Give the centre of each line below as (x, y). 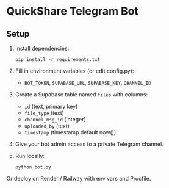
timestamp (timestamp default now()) (70, 132)
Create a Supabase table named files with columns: (81, 95)
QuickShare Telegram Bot (73, 11)
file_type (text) (44, 113)
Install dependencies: (42, 48)
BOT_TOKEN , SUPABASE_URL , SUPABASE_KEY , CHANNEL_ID (88, 83)
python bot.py (33, 167)
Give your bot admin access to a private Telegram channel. (89, 144)
